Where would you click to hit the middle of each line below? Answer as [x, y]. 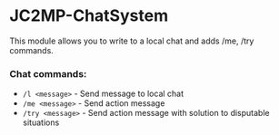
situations [41, 122]
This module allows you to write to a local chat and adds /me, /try [132, 41]
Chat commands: [48, 73]
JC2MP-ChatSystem [89, 16]
